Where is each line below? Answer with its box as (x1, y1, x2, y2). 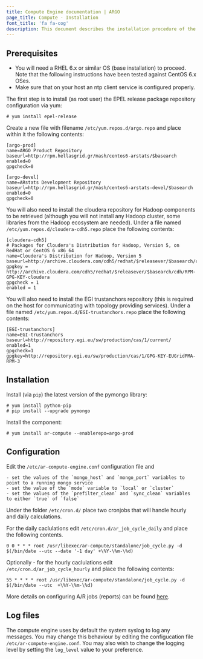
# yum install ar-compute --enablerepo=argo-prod (6, 430, 134, 437)
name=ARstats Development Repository (6, 179, 101, 186)
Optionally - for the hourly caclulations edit (6, 558, 113, 566)
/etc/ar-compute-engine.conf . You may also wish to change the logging (6, 639, 185, 646)
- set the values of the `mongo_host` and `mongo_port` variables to (6, 474, 185, 481)
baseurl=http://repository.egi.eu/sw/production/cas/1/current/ (6, 337, 172, 343)
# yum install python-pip (6, 403, 71, 409)
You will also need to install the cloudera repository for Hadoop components (6, 206, 196, 213)
